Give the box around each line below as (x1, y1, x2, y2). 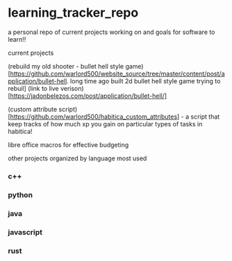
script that (190, 112, 220, 121)
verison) (60, 84, 84, 92)
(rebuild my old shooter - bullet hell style (8, 62, 124, 70)
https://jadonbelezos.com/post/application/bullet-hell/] (10, 92, 167, 100)
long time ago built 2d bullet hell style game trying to (69, 76, 221, 85)
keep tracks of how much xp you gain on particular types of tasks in (8, 119, 203, 128)
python (8, 190, 33, 199)
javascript (8, 227, 43, 237)
